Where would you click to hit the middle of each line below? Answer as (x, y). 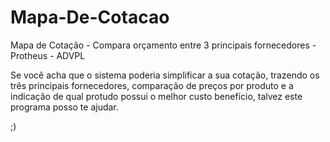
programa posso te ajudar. (64, 107)
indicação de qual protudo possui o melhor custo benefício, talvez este (156, 96)
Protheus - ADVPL (48, 55)
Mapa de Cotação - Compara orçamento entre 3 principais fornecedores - (163, 45)
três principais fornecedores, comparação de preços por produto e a (152, 85)
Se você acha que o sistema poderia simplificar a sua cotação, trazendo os (165, 75)
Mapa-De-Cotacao (90, 17)
